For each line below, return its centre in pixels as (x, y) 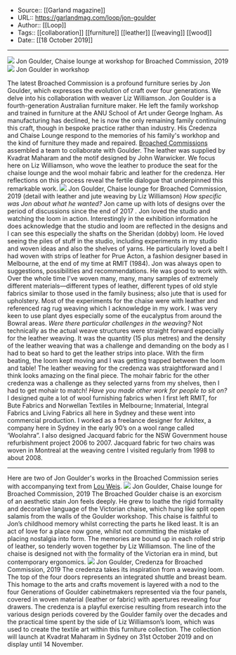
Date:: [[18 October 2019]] (55, 40)
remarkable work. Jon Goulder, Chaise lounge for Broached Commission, (117, 189)
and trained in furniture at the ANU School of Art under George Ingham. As (115, 113)
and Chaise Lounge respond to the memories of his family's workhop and (113, 135)
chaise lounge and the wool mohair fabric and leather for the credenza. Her (116, 173)
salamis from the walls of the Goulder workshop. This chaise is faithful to (113, 516)
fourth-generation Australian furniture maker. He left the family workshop (113, 106)
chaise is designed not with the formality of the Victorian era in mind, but (112, 554)
